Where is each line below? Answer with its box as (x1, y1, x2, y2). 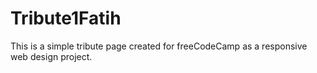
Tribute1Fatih (10, 7, 122, 30)
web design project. (10, 50, 93, 62)
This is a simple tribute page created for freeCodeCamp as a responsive (10, 40, 308, 52)
